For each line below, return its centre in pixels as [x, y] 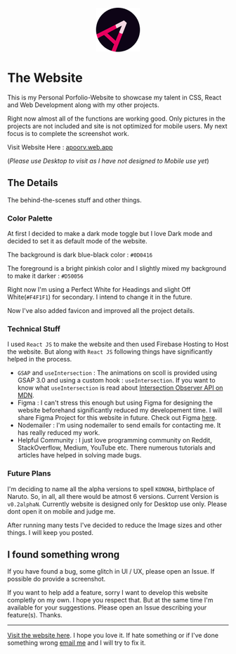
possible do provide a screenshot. [57, 579]
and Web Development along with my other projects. [83, 105]
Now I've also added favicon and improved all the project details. [101, 311]
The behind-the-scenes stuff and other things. [74, 200]
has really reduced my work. [59, 433]
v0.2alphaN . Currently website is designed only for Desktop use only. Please [117, 504]
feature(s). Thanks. [35, 615]
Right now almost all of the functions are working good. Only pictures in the [117, 118]
